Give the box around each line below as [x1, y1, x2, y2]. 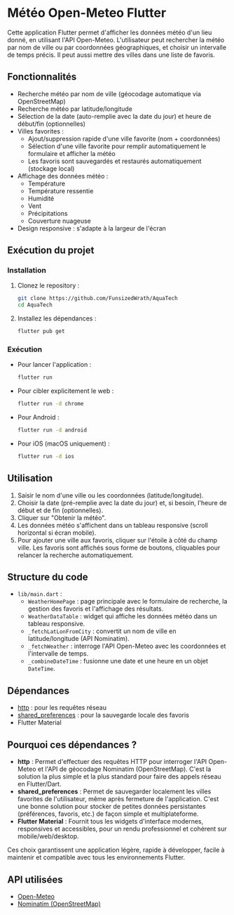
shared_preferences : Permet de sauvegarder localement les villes [17, 787, 212, 796]
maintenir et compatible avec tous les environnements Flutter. [7, 853, 186, 862]
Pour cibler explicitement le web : [17, 387, 114, 395]
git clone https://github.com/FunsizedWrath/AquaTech [17, 295, 178, 302]
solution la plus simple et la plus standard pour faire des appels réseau [17, 772, 222, 781]
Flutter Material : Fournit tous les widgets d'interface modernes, [17, 817, 204, 826]
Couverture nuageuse [27, 216, 91, 225]
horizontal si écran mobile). [17, 528, 97, 537]
